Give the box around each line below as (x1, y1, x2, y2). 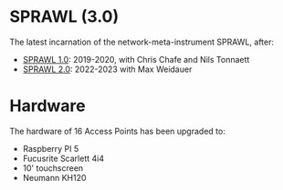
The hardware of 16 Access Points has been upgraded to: (9, 125, 225, 136)
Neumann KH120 (22, 172, 87, 183)
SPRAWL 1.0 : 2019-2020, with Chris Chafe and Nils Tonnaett (22, 54, 250, 65)
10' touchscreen (22, 162, 84, 174)
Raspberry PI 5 (22, 143, 79, 154)
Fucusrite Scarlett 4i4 (22, 153, 105, 164)
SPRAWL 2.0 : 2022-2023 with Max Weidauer (22, 64, 193, 75)
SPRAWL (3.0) (9, 6, 120, 27)
